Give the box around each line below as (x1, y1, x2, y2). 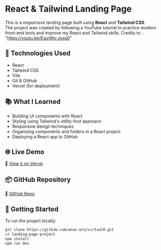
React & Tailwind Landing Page (5, 3, 132, 15)
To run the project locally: (5, 218, 56, 224)
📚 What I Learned (5, 97, 61, 106)
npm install (5, 236, 29, 241)
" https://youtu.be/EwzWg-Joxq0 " (5, 35, 72, 41)
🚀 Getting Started (5, 205, 59, 213)
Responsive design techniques (12, 123, 74, 129)
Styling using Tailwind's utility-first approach (12, 118, 102, 124)
